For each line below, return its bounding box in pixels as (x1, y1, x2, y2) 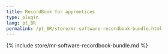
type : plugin (6, 14, 39, 20)
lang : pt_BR (6, 20, 36, 26)
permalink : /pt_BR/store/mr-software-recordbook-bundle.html (6, 25, 163, 32)
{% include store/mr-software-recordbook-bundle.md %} (6, 42, 148, 49)
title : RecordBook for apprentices (6, 8, 95, 15)
